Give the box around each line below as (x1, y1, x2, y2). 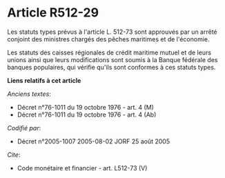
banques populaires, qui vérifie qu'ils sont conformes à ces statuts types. (7, 63, 216, 71)
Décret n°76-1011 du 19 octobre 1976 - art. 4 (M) (17, 103, 154, 111)
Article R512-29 (7, 5, 99, 21)
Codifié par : (7, 123, 41, 132)
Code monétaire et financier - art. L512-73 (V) (17, 164, 148, 172)
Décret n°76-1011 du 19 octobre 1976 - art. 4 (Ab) (17, 110, 157, 119)
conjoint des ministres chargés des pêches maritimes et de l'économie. (7, 34, 210, 43)
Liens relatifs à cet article (7, 76, 81, 84)
